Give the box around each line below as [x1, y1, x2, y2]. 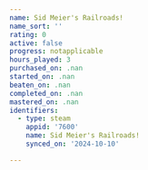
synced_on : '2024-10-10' [25, 139, 120, 148]
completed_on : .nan [9, 89, 84, 98]
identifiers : [9, 106, 59, 115]
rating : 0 [9, 30, 47, 39]
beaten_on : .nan [9, 80, 71, 90]
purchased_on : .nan [9, 64, 84, 73]
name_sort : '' [9, 22, 64, 31]
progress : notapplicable [9, 47, 104, 56]
